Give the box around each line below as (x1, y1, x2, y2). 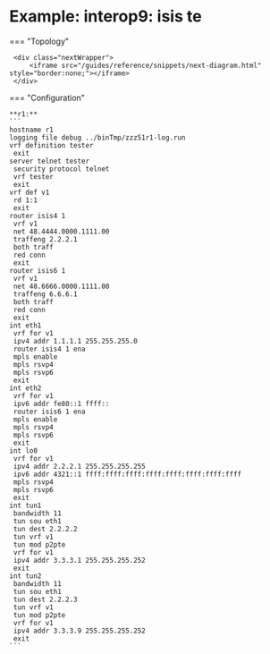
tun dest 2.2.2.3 (13, 595, 78, 604)
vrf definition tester (9, 140, 94, 149)
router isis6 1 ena (13, 407, 87, 416)
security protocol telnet (13, 164, 110, 174)
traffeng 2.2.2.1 (13, 234, 78, 243)
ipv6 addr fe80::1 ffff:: (13, 399, 110, 408)
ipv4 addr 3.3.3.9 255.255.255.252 (13, 626, 146, 635)
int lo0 (9, 446, 38, 455)
